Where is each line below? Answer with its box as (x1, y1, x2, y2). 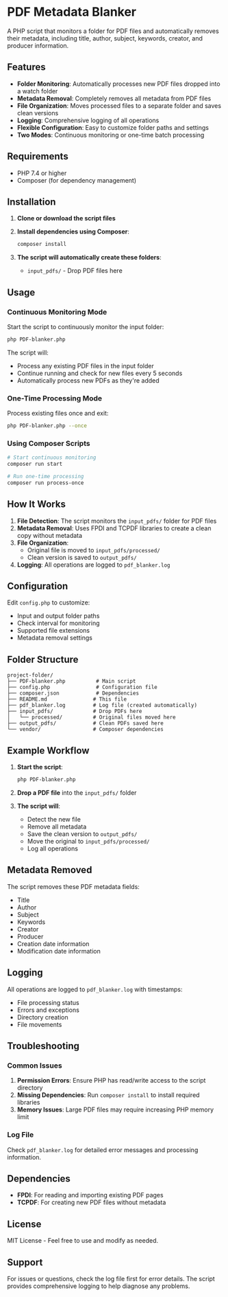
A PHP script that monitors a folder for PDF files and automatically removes (7, 27, 219, 35)
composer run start (7, 461, 63, 468)
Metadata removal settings (16, 633, 92, 642)
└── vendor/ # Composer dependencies (7, 726, 164, 733)
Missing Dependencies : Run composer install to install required (16, 1091, 200, 1099)
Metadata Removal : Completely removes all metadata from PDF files (16, 94, 212, 102)
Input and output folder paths (16, 612, 100, 620)
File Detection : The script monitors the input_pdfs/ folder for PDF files (16, 517, 217, 525)
